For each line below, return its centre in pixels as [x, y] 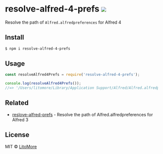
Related [17, 103]
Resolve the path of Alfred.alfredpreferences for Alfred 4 [63, 22]
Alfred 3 [20, 120]
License [17, 135]
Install [15, 37]
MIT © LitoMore [21, 146]
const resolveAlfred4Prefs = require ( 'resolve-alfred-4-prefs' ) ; [72, 75]
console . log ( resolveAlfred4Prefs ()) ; [43, 84]
